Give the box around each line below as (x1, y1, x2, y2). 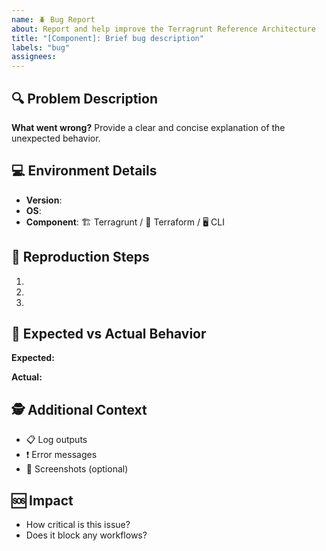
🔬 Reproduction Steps (11, 249, 150, 266)
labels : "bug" (11, 42, 71, 53)
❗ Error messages (25, 449, 98, 461)
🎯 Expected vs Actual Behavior (11, 325, 207, 342)
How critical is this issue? (25, 519, 131, 530)
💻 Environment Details (11, 162, 158, 180)
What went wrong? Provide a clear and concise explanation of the (11, 121, 286, 133)
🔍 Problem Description (11, 90, 159, 107)
